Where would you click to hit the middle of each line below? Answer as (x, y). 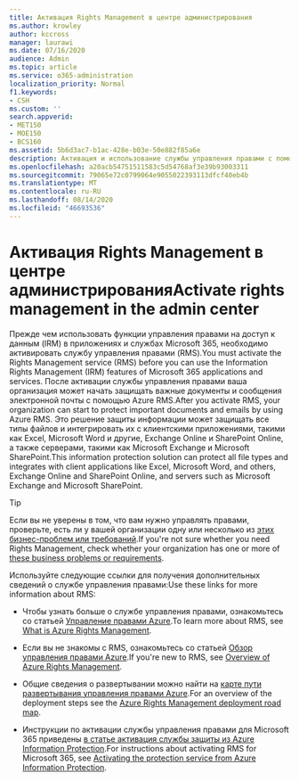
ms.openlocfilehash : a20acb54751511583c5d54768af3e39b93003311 (129, 167)
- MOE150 (25, 134)
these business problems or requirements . (87, 557)
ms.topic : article (43, 68)
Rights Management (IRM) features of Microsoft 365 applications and (136, 372)
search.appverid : (41, 117)
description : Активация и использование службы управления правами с (141, 158)
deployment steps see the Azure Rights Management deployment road (152, 703)
